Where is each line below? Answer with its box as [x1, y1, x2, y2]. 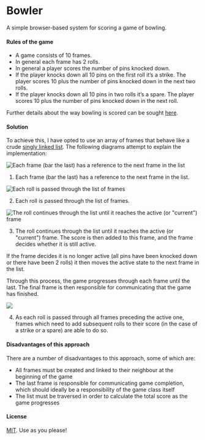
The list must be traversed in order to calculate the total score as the [15, 392, 188, 400]
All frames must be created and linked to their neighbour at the [15, 366, 174, 374]
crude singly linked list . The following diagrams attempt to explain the [6, 143, 182, 151]
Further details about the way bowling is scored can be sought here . [6, 109, 179, 116]
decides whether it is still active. [15, 240, 97, 248]
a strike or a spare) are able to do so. [15, 327, 108, 334]
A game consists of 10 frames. [15, 51, 92, 59]
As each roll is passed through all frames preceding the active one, [15, 314, 185, 321]
